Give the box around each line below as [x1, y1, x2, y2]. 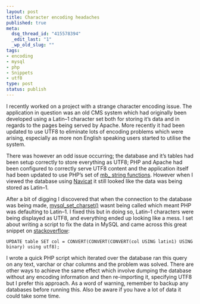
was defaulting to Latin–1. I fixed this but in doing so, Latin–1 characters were [6, 208, 194, 215]
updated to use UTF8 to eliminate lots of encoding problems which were [6, 128, 183, 135]
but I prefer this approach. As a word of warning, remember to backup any [6, 280, 189, 287]
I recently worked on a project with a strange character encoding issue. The [6, 103, 192, 110]
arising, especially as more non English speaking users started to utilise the [6, 134, 191, 141]
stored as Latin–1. [6, 184, 49, 191]
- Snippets [6, 70, 33, 76]
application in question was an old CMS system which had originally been [6, 108, 187, 116]
